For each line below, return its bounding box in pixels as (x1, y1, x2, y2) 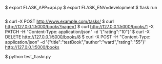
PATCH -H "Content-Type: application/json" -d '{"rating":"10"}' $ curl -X (5, 29, 150, 35)
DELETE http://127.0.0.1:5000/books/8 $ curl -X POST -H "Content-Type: (5, 34, 151, 40)
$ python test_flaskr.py (5, 54, 51, 60)
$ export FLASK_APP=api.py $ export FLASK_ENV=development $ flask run (5, 5, 158, 10)
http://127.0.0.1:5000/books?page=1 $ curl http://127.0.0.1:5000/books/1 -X (5, 24, 154, 30)
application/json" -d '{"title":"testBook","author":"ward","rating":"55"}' (5, 39, 146, 45)
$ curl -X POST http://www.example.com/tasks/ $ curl (5, 18, 114, 24)
